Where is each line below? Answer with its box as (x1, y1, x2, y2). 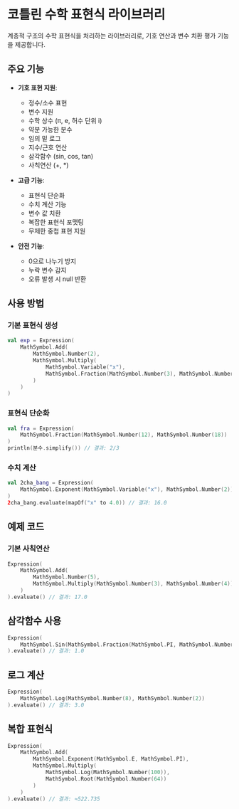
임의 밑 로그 (28, 134, 61, 142)
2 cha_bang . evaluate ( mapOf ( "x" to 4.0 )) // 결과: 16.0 (7, 499, 167, 507)
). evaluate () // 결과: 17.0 (7, 593, 87, 601)
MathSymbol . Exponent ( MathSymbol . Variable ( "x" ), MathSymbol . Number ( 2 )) (20, 486, 234, 493)
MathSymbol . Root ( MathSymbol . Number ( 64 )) (45, 775, 167, 783)
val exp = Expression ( (7, 337, 75, 344)
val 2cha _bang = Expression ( (7, 480, 94, 487)
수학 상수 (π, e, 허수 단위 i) (28, 116, 102, 125)
